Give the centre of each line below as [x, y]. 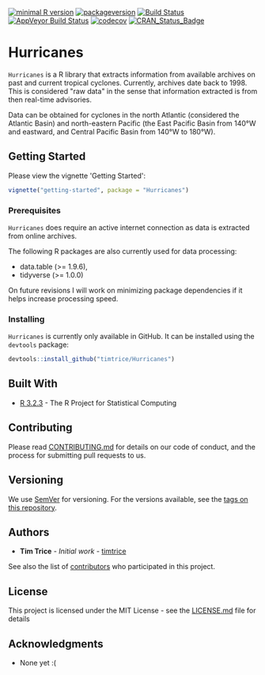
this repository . [33, 507]
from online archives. [43, 236]
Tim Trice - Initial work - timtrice [73, 551]
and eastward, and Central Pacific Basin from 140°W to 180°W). [112, 131]
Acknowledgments [56, 644]
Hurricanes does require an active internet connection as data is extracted [129, 227]
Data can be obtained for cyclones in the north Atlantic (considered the [124, 115]
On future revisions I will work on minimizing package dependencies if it [125, 290]
